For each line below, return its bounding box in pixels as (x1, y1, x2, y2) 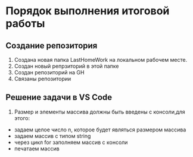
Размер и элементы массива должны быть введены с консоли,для (14, 108, 185, 115)
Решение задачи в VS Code (5, 92, 113, 102)
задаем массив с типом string (14, 132, 91, 139)
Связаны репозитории (14, 76, 71, 82)
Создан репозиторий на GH (14, 69, 85, 76)
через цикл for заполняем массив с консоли (14, 139, 128, 146)
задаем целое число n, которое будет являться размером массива (14, 126, 186, 133)
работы (5, 17, 45, 30)
